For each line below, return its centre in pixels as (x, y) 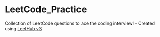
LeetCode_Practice (46, 9)
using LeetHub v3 (23, 28)
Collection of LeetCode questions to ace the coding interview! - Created (80, 23)
